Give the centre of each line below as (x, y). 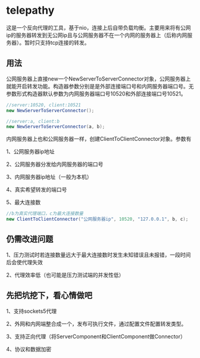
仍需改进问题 (30, 239)
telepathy (30, 10)
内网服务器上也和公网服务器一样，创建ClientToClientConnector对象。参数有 (99, 139)
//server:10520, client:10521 (44, 105)
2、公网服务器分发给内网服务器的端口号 (55, 164)
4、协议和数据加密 (29, 349)
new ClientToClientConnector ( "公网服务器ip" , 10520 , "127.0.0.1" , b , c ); (97, 219)
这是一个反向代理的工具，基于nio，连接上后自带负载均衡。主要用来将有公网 (99, 27)
